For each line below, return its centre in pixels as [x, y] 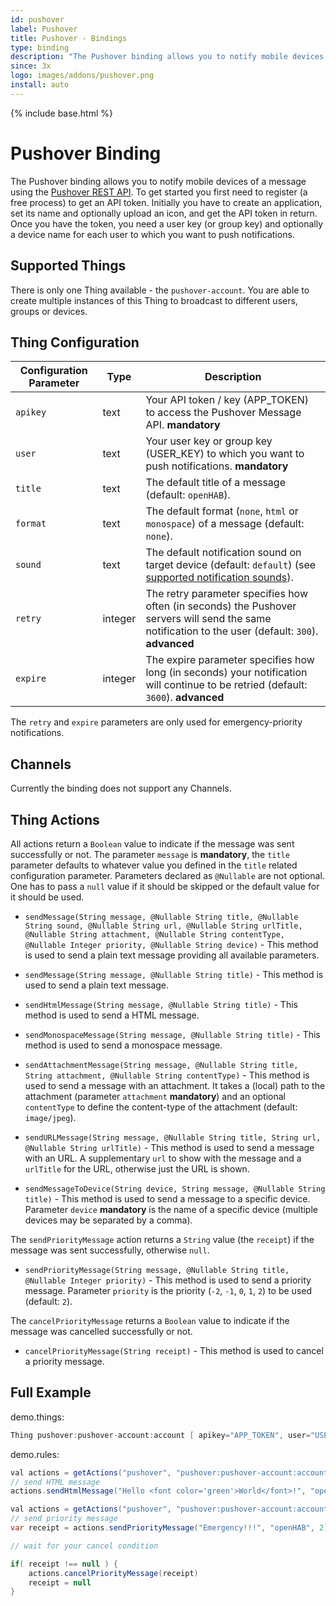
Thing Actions [55, 819]
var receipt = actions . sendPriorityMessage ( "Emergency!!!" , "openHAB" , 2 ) [169, 1528]
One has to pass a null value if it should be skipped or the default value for [165, 886]
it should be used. [47, 897]
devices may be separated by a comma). [108, 1220]
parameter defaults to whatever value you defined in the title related [154, 865]
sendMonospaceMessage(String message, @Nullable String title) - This [172, 1034]
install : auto [40, 85]
